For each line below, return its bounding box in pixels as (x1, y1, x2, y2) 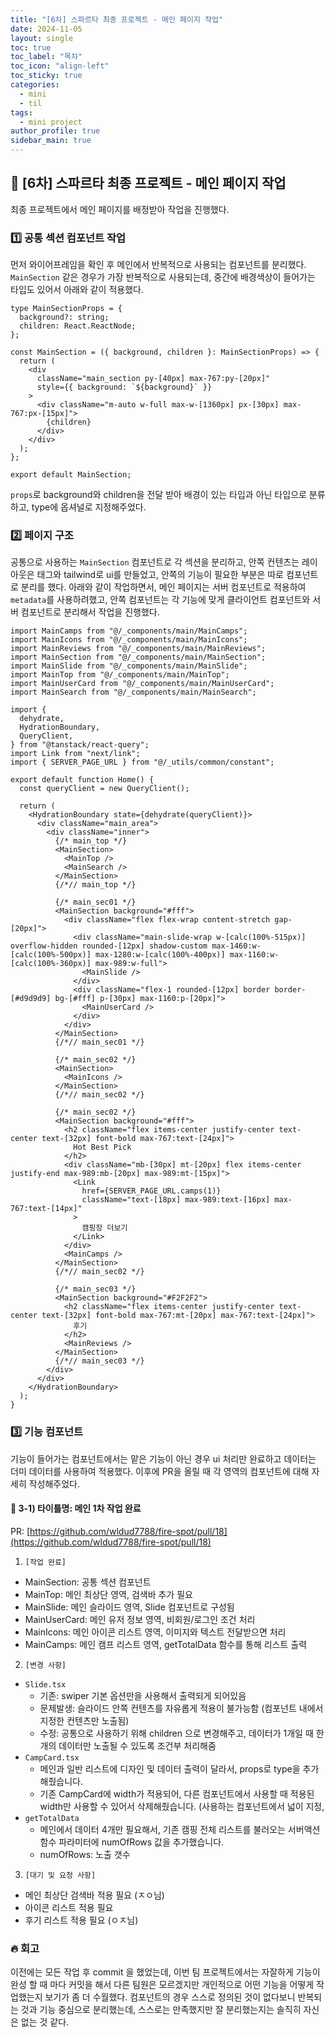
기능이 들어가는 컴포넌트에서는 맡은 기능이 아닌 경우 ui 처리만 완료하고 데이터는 (10, 1452, 317, 1465)
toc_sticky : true (10, 71, 83, 81)
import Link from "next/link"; (10, 749, 141, 759)
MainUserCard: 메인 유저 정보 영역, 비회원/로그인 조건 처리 (24, 1613, 256, 1625)
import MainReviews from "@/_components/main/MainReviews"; (10, 644, 267, 654)
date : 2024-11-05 (10, 24, 83, 34)
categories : (10, 80, 60, 90)
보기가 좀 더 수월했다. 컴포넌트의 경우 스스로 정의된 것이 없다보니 (44, 1991, 296, 2003)
